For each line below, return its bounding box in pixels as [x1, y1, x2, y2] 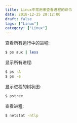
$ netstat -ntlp [5, 113, 38, 118]
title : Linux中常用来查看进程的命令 [5, 7, 73, 12]
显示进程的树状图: [5, 83, 41, 89]
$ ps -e [5, 74, 21, 79]
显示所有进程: [5, 60, 33, 65]
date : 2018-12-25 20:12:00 [5, 12, 61, 17]
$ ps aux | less [5, 50, 38, 55]
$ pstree [5, 93, 23, 98]
